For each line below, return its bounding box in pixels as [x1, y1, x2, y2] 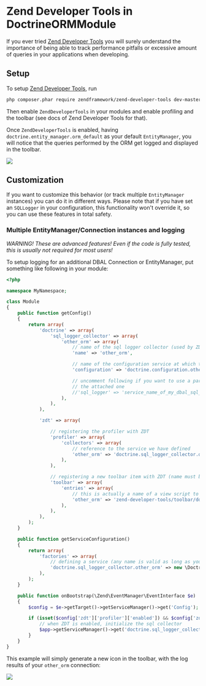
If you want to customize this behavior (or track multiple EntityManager [6, 191, 185, 199]
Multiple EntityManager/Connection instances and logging [6, 226, 185, 234]
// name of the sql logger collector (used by [72, 345, 193, 351]
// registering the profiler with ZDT [50, 429, 150, 435]
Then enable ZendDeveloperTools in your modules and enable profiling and [6, 107, 194, 115]
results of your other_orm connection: [6, 661, 101, 669]
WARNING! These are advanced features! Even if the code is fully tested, [6, 240, 191, 247]
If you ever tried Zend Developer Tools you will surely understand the [6, 37, 181, 45]
